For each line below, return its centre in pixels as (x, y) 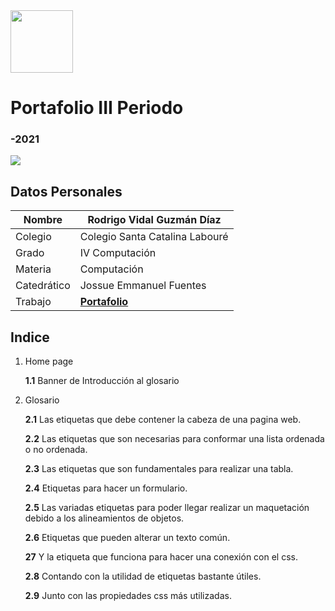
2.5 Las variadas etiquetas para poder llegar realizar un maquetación (167, 508)
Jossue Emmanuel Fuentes (143, 286)
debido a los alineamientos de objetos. (104, 518)
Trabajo (33, 302)
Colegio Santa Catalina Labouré (154, 237)
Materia (33, 269)
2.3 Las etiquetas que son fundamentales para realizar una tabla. (159, 469)
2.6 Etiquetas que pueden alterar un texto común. (127, 538)
